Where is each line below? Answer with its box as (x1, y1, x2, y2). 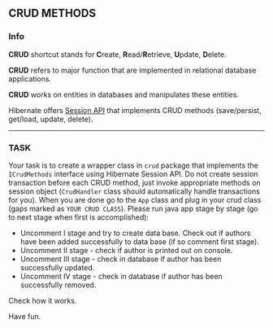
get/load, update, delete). (8, 114, 93, 124)
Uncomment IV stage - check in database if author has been (19, 271, 223, 281)
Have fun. (8, 311, 41, 321)
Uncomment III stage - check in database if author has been (19, 254, 222, 264)
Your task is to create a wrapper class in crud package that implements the (8, 160, 258, 170)
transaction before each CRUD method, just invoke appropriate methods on (8, 177, 262, 187)
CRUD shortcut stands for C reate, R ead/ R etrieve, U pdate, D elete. (8, 49, 227, 59)
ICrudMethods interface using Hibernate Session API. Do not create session (8, 168, 258, 178)
